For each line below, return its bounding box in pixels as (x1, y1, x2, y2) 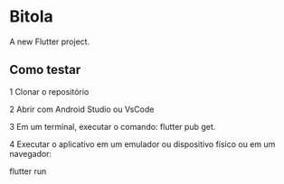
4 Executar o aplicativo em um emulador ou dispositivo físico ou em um (9, 138, 276, 150)
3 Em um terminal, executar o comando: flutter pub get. (9, 121, 216, 132)
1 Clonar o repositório (9, 86, 90, 97)
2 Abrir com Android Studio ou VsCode (9, 104, 155, 115)
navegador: (9, 148, 52, 159)
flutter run (9, 165, 47, 177)
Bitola (9, 6, 54, 27)
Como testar (9, 62, 81, 78)
